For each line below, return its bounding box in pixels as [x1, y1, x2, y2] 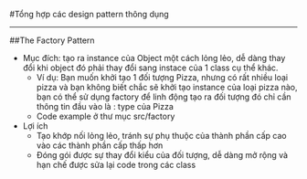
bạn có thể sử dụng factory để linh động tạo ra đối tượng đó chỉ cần [36, 91, 291, 102]
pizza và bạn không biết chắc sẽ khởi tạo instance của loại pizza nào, [36, 82, 298, 92]
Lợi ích [22, 121, 48, 132]
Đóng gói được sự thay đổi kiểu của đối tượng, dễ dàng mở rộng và [36, 150, 289, 160]
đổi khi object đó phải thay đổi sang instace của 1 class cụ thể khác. [22, 62, 279, 73]
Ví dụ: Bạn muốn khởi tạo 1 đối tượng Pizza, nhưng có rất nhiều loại [36, 72, 289, 82]
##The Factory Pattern [9, 35, 95, 46]
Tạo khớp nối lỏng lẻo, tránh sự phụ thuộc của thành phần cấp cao [36, 131, 287, 141]
